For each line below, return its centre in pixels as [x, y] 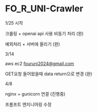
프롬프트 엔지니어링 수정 [28, 104]
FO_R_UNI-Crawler [44, 9]
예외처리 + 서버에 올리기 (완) [33, 44]
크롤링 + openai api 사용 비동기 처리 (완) [45, 33]
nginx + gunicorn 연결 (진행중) [35, 94]
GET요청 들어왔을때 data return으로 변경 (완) [49, 74]
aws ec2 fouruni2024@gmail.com [40, 63]
